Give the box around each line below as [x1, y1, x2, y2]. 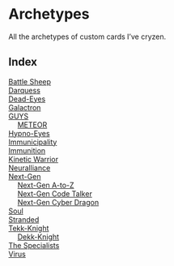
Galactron [8, 102, 41, 112]
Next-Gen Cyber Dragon [17, 197, 100, 207]
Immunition [8, 145, 46, 155]
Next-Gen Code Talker [17, 188, 93, 199]
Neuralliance [8, 163, 51, 173]
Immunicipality [8, 137, 57, 147]
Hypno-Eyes [8, 128, 50, 138]
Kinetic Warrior [8, 154, 59, 164]
